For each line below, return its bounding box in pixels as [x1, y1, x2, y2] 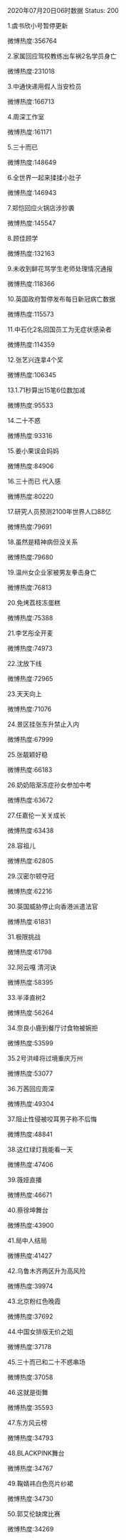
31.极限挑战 [7, 933, 41, 941]
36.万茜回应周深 [7, 1085, 55, 1093]
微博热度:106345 [7, 371, 57, 379]
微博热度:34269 [7, 1525, 54, 1533]
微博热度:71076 [7, 705, 52, 713]
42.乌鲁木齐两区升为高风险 [7, 1267, 86, 1275]
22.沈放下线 [7, 660, 43, 667]
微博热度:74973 [7, 644, 53, 652]
